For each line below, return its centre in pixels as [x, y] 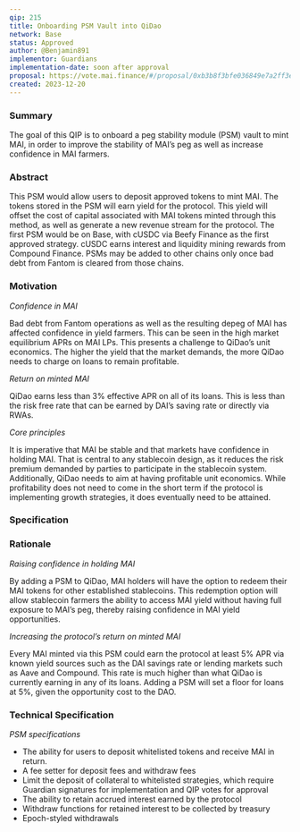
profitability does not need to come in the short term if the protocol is [136, 488]
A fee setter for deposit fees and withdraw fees [109, 771]
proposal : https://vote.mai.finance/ [79, 76]
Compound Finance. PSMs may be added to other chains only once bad [142, 254]
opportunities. [35, 619]
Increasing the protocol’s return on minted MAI [95, 636]
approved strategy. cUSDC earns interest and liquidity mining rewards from [147, 244]
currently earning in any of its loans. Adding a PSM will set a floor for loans [146, 682]
